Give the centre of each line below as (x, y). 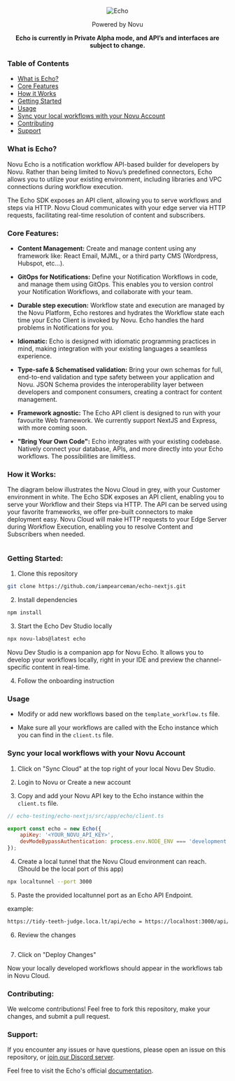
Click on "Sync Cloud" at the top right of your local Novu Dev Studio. (116, 768)
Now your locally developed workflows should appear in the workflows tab (115, 968)
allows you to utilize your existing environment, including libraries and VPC (115, 179)
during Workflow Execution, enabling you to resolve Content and (100, 527)
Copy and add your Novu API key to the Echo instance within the (111, 795)
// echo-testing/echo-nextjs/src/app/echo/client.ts (86, 816)
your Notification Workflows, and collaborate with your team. (105, 291)
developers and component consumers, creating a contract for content (120, 391)
